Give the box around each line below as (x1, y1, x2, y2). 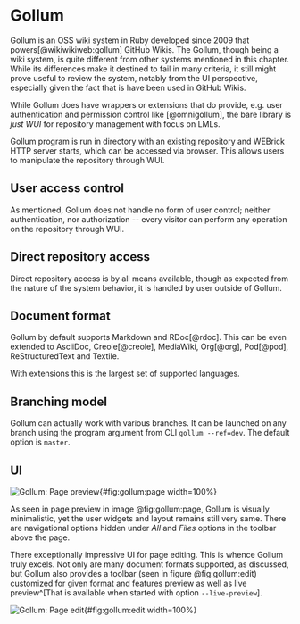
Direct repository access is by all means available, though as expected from (10, 273, 289, 284)
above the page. (10, 532, 71, 543)
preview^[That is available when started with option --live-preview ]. (10, 587, 262, 598)
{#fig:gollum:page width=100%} (98, 487, 218, 496)
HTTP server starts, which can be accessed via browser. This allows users (10, 145, 285, 156)
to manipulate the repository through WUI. (10, 154, 165, 165)
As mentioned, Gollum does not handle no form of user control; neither (10, 204, 271, 215)
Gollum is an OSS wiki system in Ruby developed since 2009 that (10, 35, 250, 46)
